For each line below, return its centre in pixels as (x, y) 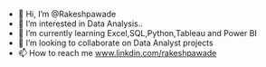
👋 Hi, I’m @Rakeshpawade (67, 14)
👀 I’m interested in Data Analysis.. (80, 24)
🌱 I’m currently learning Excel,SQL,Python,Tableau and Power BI (138, 33)
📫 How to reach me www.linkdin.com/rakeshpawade (117, 53)
